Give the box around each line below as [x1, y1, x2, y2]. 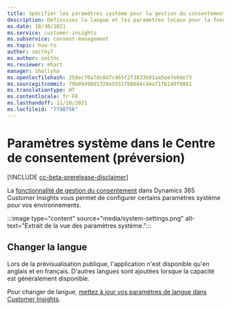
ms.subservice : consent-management [7, 36, 109, 43]
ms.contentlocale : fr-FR [7, 93, 78, 100]
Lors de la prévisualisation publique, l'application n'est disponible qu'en [7, 259, 210, 268]
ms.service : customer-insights [7, 29, 97, 36]
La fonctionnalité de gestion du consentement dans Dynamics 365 [7, 186, 195, 195]
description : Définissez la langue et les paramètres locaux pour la [7, 16, 211, 23]
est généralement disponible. [7, 274, 90, 283]
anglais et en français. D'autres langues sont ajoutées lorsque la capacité [7, 267, 215, 275]
